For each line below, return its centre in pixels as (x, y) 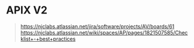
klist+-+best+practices (48, 39)
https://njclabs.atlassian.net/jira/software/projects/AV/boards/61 (97, 26)
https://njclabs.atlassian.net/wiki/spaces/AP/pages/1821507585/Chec (104, 32)
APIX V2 (27, 10)
